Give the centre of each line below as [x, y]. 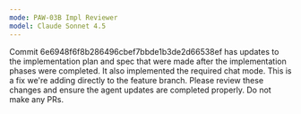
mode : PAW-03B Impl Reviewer [64, 18]
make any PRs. [37, 99]
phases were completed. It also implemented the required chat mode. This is [151, 70]
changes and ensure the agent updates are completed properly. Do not [140, 90]
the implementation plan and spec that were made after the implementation [148, 61]
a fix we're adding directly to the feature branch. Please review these [137, 80]
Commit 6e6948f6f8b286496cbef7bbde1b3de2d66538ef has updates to [144, 51]
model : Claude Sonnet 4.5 [57, 26]
